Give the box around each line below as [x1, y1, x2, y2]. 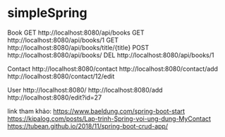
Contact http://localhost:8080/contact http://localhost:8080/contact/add [7, 64, 219, 73]
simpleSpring [7, 5, 87, 21]
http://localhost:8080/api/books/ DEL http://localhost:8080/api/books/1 [7, 51, 214, 59]
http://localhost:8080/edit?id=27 [7, 93, 102, 102]
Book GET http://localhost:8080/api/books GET [7, 28, 145, 37]
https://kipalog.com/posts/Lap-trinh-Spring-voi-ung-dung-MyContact [7, 114, 212, 123]
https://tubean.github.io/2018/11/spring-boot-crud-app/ [7, 121, 168, 130]
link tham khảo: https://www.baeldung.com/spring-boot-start [7, 107, 186, 115]
